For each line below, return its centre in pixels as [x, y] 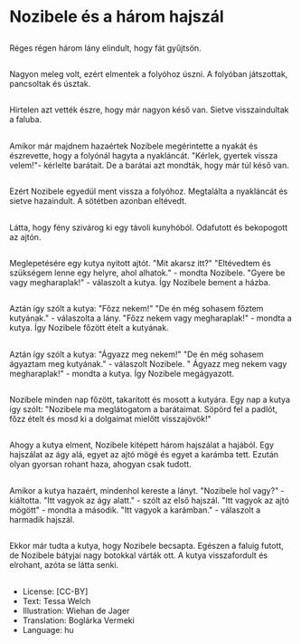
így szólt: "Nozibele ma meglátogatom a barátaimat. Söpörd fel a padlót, [144, 409]
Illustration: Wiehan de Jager [76, 610]
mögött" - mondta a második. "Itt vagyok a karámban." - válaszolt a [135, 510]
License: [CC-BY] [55, 591]
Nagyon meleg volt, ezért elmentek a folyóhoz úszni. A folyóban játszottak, [149, 73]
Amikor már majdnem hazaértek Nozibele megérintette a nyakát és [134, 146]
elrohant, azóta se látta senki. [64, 565]
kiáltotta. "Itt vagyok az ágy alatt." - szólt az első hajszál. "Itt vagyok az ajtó [149, 500]
